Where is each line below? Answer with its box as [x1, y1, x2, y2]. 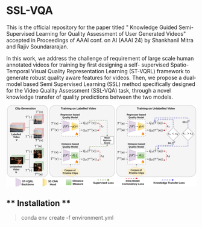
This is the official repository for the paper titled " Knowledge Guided [6, 24, 178, 31]
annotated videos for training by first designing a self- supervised [6, 61, 169, 68]
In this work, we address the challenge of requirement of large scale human [6, 54, 194, 62]
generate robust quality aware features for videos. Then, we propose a [6, 74, 182, 81]
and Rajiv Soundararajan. [6, 43, 69, 50]
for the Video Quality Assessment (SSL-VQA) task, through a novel [6, 87, 171, 94]
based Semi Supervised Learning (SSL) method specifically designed [23, 80, 195, 88]
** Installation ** [6, 198, 71, 208]
